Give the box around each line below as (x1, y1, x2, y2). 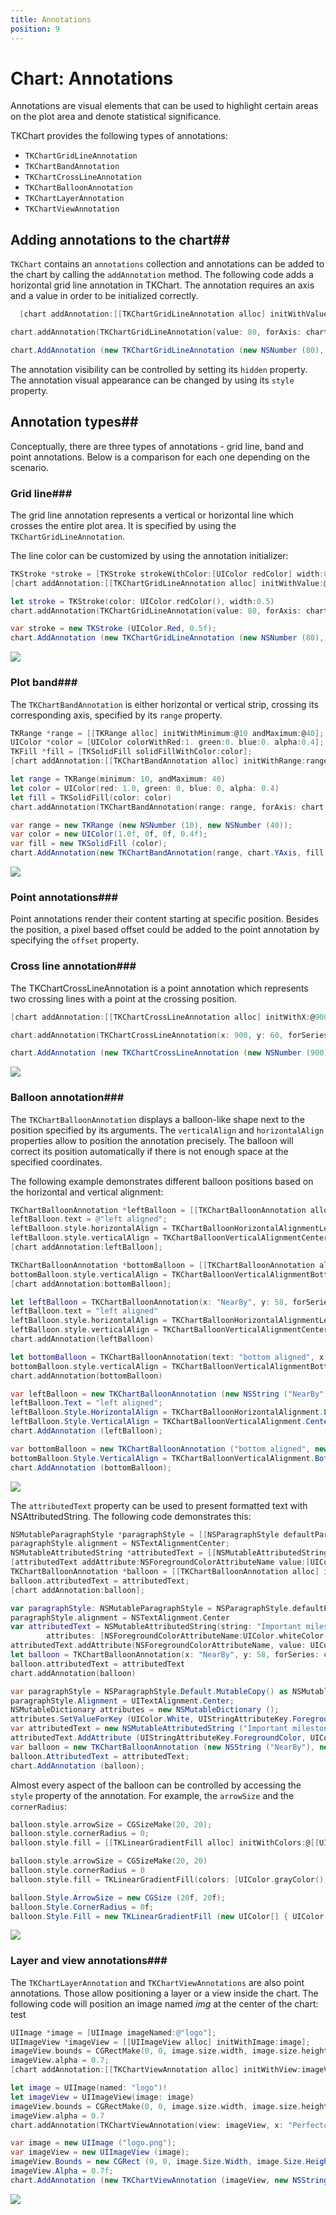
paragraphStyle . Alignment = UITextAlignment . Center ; (10, 1696, 235, 1706)
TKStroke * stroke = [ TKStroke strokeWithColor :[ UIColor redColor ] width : (10, 569, 325, 579)
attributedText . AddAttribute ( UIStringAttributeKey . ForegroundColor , (10, 1733, 307, 1743)
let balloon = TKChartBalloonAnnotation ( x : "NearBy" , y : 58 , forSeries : (10, 1650, 320, 1660)
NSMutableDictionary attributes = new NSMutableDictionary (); (10, 1705, 280, 1715)
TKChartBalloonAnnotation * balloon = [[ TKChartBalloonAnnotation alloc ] (10, 1567, 320, 1577)
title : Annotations (10, 14, 92, 25)
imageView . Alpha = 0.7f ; (10, 2166, 114, 2176)
